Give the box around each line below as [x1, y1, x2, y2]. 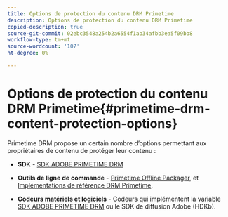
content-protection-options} [7, 116, 178, 132]
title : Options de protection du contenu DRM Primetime [7, 10, 174, 18]
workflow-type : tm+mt [7, 37, 71, 44]
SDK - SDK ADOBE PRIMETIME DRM [17, 159, 124, 169]
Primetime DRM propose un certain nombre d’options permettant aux [7, 138, 207, 147]
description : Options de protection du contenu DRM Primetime [7, 17, 193, 24]
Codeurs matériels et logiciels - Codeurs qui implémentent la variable [17, 195, 221, 203]
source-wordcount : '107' [7, 43, 80, 50]
